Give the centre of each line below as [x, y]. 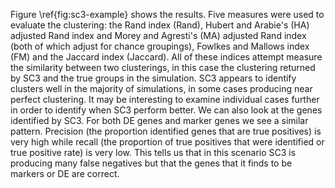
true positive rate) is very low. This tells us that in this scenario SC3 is [153, 152]
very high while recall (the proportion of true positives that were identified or [167, 142]
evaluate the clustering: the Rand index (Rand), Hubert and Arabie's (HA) [160, 25]
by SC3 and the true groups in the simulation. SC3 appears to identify [153, 78]
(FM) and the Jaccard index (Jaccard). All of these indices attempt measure [166, 57]
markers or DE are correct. [65, 173]
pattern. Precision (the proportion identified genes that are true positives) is [166, 131]
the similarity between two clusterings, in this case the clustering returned [163, 67]
